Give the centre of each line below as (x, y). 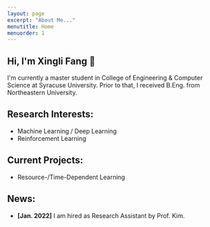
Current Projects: (45, 160)
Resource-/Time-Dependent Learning (71, 177)
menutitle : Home (30, 26)
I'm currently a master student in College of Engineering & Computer (105, 78)
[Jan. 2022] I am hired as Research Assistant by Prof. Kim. (101, 215)
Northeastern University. (42, 93)
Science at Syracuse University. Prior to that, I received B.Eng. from (104, 85)
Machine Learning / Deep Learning (67, 131)
